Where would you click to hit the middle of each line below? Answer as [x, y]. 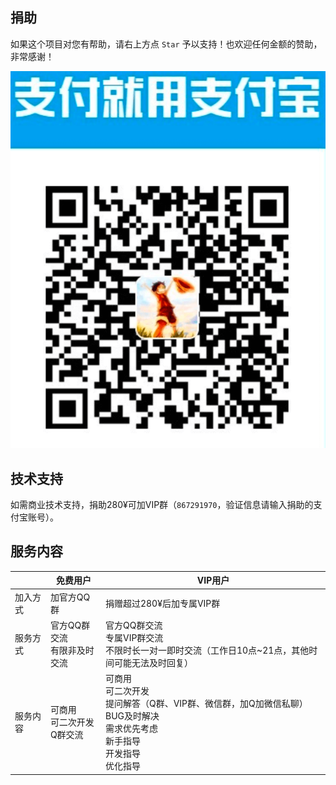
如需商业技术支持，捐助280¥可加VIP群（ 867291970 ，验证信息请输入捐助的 [162, 504]
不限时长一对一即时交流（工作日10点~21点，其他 [207, 650]
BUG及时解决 [132, 716]
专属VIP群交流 [134, 637]
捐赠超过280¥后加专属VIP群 [162, 603]
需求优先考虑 [131, 729]
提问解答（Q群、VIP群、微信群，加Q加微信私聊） [206, 704]
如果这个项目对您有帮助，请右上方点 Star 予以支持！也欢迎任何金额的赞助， [166, 44]
